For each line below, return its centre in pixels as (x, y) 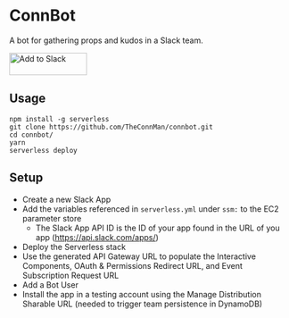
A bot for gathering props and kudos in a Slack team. (106, 40)
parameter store (52, 218)
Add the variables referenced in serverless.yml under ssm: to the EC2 (150, 209)
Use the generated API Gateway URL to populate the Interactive (139, 256)
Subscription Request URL (70, 275)
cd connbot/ (31, 135)
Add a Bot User (50, 285)
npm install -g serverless (59, 119)
